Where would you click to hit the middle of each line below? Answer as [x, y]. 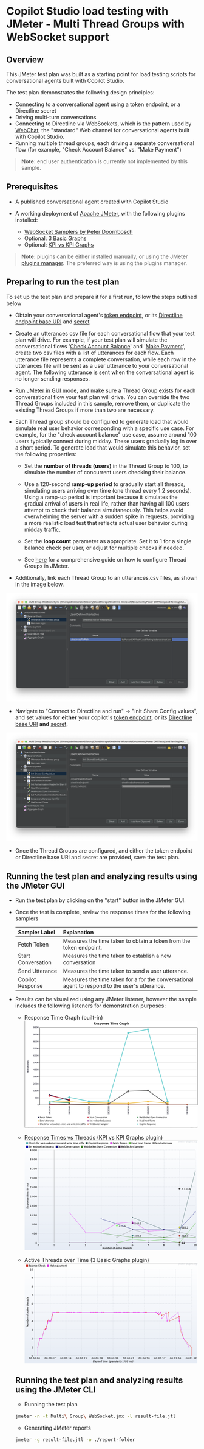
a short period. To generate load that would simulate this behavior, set [103, 447]
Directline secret [36, 111]
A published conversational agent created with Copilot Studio [92, 202]
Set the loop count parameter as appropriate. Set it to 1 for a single [108, 541]
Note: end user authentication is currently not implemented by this [104, 161]
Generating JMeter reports [57, 1428]
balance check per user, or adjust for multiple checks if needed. [104, 548]
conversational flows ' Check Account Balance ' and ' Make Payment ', [100, 346]
